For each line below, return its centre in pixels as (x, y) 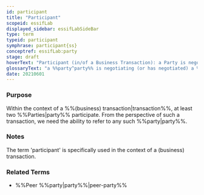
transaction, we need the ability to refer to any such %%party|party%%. (97, 121)
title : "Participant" (34, 18)
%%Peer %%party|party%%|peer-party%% (71, 185)
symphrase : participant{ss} (42, 46)
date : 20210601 (25, 74)
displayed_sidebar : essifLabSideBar (53, 29)
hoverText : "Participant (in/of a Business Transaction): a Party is (96, 62)
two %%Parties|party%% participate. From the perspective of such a (93, 114)
